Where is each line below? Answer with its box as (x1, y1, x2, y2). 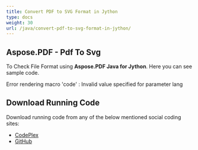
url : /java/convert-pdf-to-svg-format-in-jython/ (6, 25, 132, 31)
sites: (6, 120, 20, 127)
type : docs (6, 14, 33, 20)
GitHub (14, 138, 33, 145)
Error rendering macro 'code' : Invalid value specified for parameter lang (6, 81, 183, 88)
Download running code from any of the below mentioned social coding (6, 113, 181, 120)
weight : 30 (6, 20, 33, 25)
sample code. (6, 69, 40, 76)
